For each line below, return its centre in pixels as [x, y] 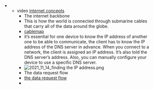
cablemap [34, 31]
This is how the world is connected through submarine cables [86, 21]
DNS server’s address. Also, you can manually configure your [85, 57]
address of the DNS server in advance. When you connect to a [86, 47]
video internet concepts [40, 11]
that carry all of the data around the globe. [66, 26]
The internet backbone [47, 16]
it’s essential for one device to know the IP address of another [86, 36]
